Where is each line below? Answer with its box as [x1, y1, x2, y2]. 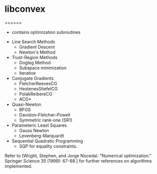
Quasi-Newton [11, 101, 41, 107]
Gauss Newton [19, 127, 49, 133]
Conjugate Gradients [11, 75, 54, 81]
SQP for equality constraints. [19, 143, 78, 149]
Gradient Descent [19, 44, 55, 50]
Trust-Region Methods [11, 54, 58, 60]
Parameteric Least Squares [11, 122, 67, 128]
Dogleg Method [19, 59, 51, 65]
